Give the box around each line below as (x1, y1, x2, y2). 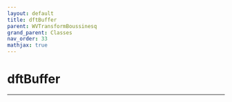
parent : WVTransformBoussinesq (7, 23, 97, 29)
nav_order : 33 (7, 36, 48, 42)
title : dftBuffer (7, 16, 57, 23)
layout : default (7, 10, 54, 17)
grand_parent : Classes (7, 29, 72, 36)
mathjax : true (7, 42, 48, 49)
